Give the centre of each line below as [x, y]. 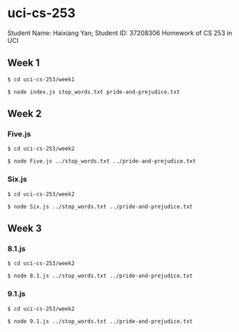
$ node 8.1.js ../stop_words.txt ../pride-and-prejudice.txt [100, 276]
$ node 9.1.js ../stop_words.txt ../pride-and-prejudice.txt [100, 321]
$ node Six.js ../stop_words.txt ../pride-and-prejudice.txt [100, 206]
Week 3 [25, 229]
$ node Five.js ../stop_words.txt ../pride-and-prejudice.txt [102, 161]
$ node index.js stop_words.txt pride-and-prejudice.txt [94, 92]
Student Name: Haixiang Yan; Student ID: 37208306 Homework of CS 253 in [120, 33]
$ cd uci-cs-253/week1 [41, 79]
